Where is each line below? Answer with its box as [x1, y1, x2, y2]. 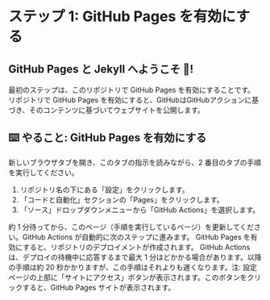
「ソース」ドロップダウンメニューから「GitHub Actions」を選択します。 [19, 205, 260, 215]
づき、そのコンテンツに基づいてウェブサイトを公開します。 [8, 106, 206, 115]
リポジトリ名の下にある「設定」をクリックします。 [19, 185, 189, 194]
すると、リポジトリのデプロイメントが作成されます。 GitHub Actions [23, 242, 251, 252]
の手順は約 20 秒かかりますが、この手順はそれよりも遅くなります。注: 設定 [8, 262, 258, 272]
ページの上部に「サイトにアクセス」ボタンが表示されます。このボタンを [8, 272, 247, 282]
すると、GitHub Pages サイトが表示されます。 [22, 282, 176, 292]
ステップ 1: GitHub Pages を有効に [8, 7, 236, 26]
